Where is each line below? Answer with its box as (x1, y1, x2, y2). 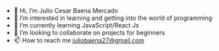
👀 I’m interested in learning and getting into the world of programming (13, 14, 213, 22)
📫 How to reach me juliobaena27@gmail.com (13, 37, 145, 44)
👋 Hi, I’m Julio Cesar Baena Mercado (13, 7, 119, 14)
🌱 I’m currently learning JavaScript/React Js (13, 21, 140, 29)
